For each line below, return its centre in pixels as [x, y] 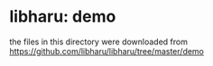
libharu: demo [63, 17]
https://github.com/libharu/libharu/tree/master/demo [107, 51]
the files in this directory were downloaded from [98, 42]
